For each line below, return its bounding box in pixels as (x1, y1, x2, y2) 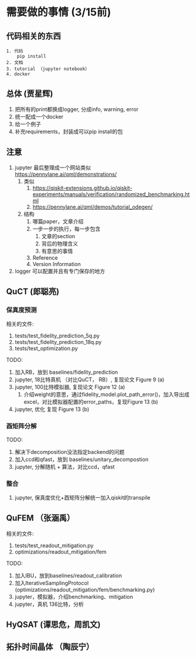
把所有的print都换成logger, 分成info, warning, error (14, 105, 138, 113)
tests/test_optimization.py (14, 345, 78, 352)
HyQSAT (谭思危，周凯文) (6, 620, 101, 630)
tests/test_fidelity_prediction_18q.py (14, 339, 102, 346)
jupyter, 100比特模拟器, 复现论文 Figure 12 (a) (14, 384, 125, 391)
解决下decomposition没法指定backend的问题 (14, 448, 125, 455)
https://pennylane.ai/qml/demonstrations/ (14, 170, 117, 178)
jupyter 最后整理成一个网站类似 (14, 164, 91, 171)
